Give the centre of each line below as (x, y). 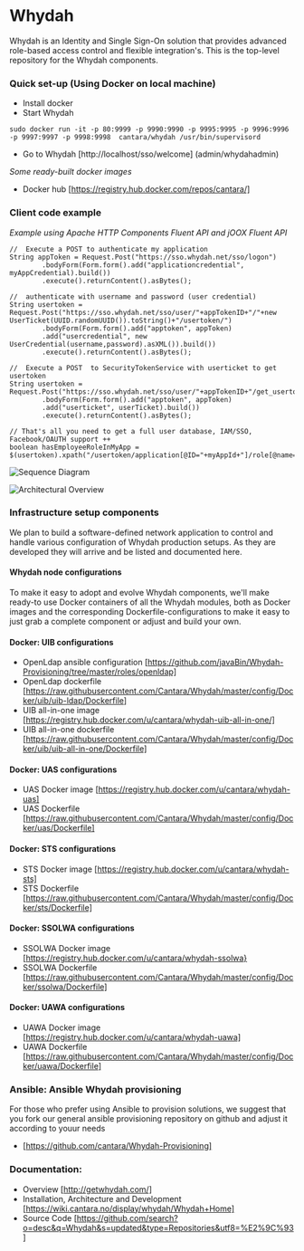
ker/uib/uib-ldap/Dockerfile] (75, 701)
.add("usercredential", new (95, 336)
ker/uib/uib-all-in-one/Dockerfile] (85, 749)
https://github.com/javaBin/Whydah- (216, 663)
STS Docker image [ (60, 869)
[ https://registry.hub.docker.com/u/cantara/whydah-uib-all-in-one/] (149, 720)
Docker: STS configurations (62, 849)
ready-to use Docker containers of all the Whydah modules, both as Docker (150, 602)
